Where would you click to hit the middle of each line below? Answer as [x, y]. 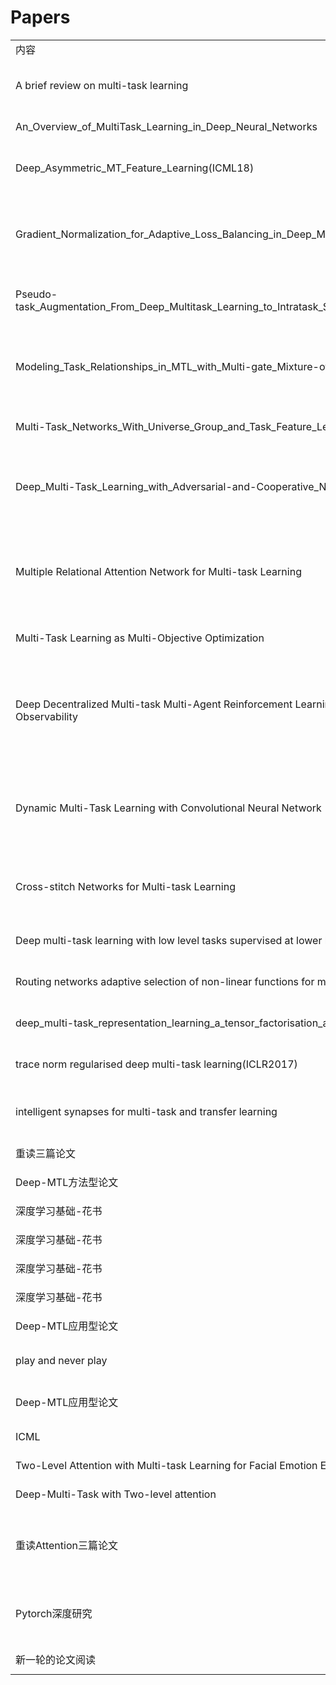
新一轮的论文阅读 [56, 1659]
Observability [46, 716]
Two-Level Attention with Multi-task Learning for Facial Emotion [166, 1465]
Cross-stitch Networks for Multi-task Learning [125, 886]
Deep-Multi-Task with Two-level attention [116, 1494]
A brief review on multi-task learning [102, 85]
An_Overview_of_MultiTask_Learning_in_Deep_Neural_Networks [166, 126]
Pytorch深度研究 [54, 1613]
